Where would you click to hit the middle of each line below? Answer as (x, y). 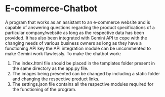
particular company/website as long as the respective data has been (75, 32)
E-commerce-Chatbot (51, 9)
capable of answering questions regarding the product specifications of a (80, 27)
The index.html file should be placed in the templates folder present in (83, 63)
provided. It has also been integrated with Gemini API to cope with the (76, 38)
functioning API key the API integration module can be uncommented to (78, 48)
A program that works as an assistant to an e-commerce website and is (78, 22)
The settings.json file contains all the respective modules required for (83, 84)
